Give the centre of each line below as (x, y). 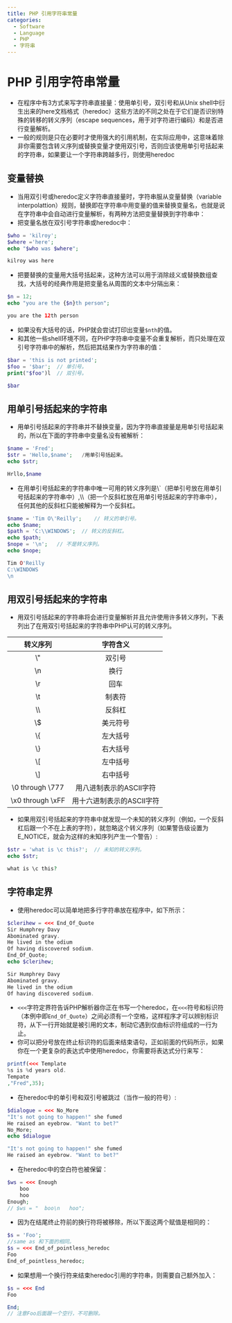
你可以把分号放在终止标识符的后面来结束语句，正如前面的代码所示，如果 (120, 1042)
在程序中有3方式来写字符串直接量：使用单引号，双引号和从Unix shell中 (118, 102)
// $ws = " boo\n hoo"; (46, 1208)
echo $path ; (24, 538)
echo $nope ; (24, 551)
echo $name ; (24, 525)
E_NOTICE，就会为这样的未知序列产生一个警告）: (87, 837)
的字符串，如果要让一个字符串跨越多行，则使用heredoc (96, 154)
